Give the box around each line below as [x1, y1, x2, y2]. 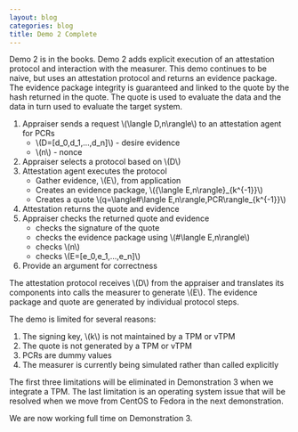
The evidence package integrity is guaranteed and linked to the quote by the [9, 82, 290, 94]
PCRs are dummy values [21, 350, 113, 361]
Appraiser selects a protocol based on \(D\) [21, 157, 181, 167]
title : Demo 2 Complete [9, 29, 98, 38]
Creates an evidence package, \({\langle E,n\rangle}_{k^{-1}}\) [35, 184, 264, 196]
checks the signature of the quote [35, 223, 160, 233]
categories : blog [9, 21, 74, 30]
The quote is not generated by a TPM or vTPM [21, 340, 193, 352]
